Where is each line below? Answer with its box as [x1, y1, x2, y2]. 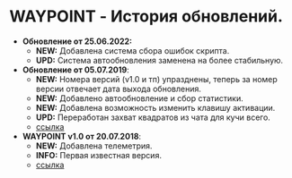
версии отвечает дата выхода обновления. [35, 83, 202, 94]
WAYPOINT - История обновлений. [9, 6, 283, 27]
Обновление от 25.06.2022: [22, 36, 133, 47]
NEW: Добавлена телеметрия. [35, 140, 153, 151]
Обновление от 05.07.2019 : [22, 64, 130, 75]
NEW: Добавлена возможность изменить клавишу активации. [35, 102, 276, 113]
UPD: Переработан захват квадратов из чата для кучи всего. [35, 112, 271, 123]
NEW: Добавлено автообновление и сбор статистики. [35, 92, 244, 104]
